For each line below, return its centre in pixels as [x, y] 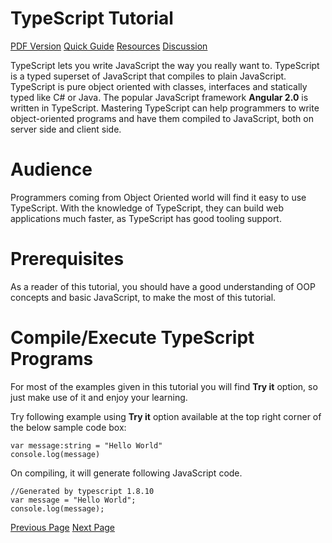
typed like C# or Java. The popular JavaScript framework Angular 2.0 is [159, 97]
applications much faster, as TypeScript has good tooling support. [146, 218]
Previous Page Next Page [63, 527]
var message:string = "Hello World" [86, 445]
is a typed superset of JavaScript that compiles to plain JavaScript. [148, 76]
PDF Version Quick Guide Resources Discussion [109, 46]
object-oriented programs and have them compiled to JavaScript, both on [162, 118]
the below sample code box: [68, 427]
